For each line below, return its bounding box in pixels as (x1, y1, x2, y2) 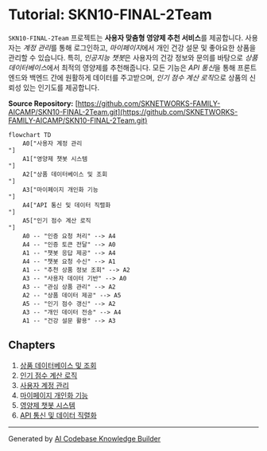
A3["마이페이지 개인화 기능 (22, 186, 99, 194)
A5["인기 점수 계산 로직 (22, 217, 91, 225)
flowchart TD (8, 131, 52, 139)
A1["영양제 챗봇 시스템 (22, 155, 88, 163)
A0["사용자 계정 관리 (22, 139, 83, 147)
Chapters (8, 339, 56, 352)
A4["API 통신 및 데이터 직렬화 (22, 201, 111, 209)
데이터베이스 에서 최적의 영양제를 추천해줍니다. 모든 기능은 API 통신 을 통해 (8, 62, 236, 73)
